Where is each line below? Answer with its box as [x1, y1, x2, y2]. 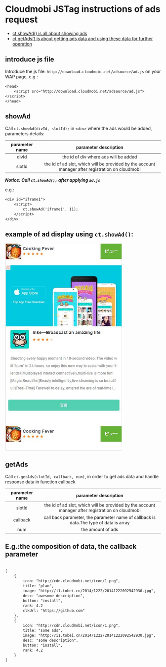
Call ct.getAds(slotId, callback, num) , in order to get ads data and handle [5, 473, 159, 479]
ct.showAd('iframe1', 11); [23, 207, 79, 212]
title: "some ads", [23, 628, 63, 633]
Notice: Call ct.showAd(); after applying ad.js [5, 177, 100, 183]
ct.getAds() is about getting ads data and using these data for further [12, 36, 153, 42]
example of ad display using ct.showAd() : [5, 230, 133, 239]
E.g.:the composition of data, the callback [5, 542, 137, 551]
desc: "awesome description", [23, 593, 85, 599]
